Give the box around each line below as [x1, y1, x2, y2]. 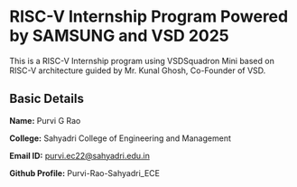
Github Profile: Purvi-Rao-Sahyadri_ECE [9, 167, 161, 178]
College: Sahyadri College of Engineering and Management [9, 133, 232, 144]
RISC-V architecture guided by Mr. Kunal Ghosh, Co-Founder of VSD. [9, 65, 266, 76]
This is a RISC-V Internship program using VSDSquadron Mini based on [9, 55, 275, 66]
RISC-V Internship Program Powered [9, 6, 289, 27]
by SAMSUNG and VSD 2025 [9, 25, 229, 46]
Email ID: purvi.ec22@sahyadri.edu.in [9, 150, 151, 161]
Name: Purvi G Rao [9, 115, 81, 126]
